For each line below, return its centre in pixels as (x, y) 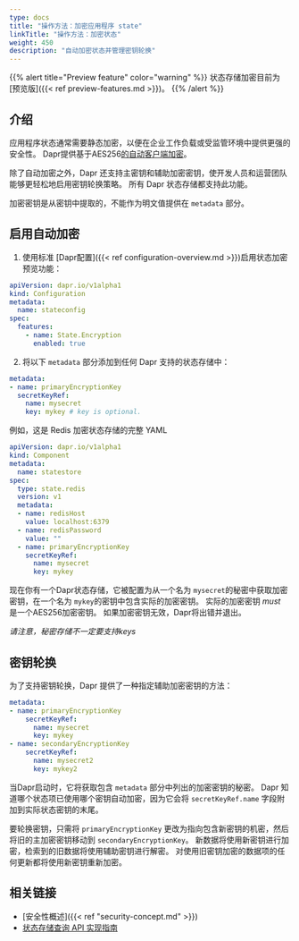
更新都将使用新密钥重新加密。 (71, 862)
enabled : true (59, 343)
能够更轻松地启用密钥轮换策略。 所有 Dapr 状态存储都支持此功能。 (131, 183)
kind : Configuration (48, 293)
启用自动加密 (45, 234)
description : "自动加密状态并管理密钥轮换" (83, 51)
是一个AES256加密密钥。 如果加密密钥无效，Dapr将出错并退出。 (128, 613)
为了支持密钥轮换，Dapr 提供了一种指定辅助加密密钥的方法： (121, 685)
